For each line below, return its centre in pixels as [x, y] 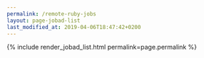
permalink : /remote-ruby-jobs [52, 14]
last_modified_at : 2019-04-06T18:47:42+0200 [74, 27]
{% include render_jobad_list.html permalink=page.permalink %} [102, 47]
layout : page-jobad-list [44, 21]
